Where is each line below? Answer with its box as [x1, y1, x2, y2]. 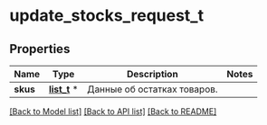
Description [126, 68, 178, 80]
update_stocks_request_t [9, 5, 205, 26]
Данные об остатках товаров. [87, 83, 219, 95]
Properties [9, 41, 71, 57]
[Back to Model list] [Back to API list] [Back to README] [9, 106, 217, 117]
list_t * [48, 83, 79, 95]
